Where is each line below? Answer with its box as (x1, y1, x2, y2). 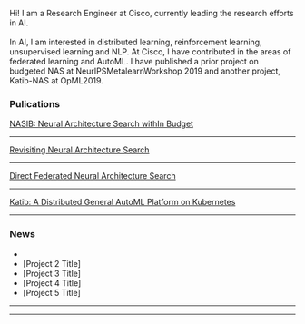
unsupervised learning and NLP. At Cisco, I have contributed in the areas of (9, 46, 291, 57)
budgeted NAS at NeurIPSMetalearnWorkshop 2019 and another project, (9, 65, 281, 76)
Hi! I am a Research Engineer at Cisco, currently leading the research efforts (9, 8, 294, 18)
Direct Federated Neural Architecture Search (9, 171, 176, 182)
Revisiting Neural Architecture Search (9, 144, 150, 155)
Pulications (9, 97, 61, 110)
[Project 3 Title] (22, 268, 82, 279)
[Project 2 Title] (22, 258, 82, 269)
